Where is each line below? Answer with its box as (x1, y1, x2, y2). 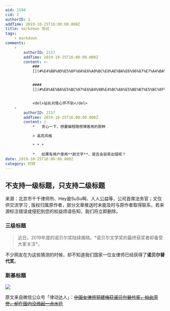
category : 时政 (5, 161, 36, 166)
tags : (5, 31, 17, 36)
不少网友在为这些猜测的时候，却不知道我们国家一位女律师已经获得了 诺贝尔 (5, 252, 160, 258)
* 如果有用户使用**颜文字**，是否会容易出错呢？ (32, 152, 126, 157)
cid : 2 (5, 12, 19, 17)
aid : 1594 (5, 7, 26, 13)
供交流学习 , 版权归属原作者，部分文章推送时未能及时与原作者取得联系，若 (5, 202, 160, 208)
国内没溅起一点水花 (22, 300, 63, 306)
